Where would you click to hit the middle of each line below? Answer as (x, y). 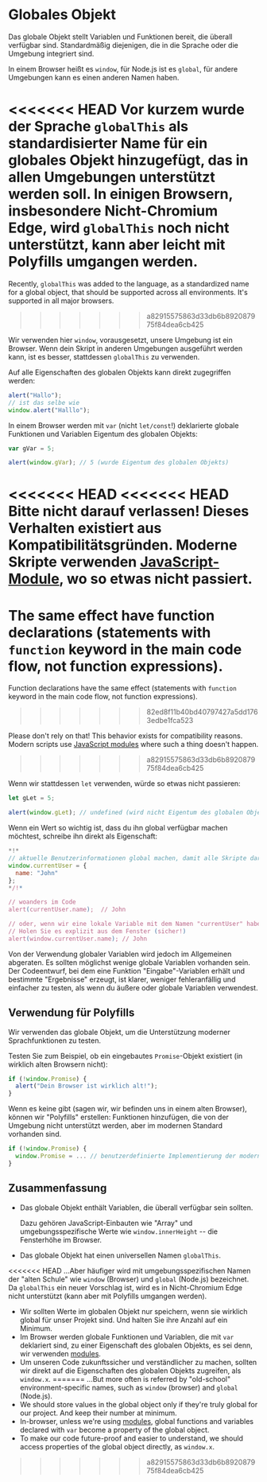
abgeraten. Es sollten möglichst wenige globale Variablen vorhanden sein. (129, 962)
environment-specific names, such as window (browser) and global (129, 1387)
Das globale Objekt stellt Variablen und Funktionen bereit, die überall (120, 37)
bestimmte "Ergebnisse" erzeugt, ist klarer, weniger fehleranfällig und (122, 979)
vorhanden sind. (35, 1134)
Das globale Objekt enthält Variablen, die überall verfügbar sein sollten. (136, 1208)
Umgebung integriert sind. (51, 53)
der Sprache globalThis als (99, 127)
